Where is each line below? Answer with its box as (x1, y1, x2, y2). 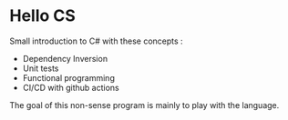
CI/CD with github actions (22, 82, 120, 93)
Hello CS (9, 5, 76, 26)
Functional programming (22, 72, 116, 83)
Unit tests (22, 63, 59, 74)
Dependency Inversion (22, 53, 108, 64)
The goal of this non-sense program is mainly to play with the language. (9, 99, 280, 110)
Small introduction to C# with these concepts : (9, 35, 184, 46)
